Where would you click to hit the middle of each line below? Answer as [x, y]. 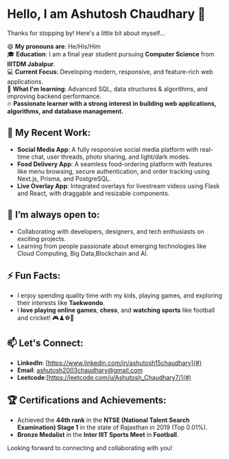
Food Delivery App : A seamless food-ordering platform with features [114, 164]
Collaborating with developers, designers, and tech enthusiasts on [110, 231]
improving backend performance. [54, 96]
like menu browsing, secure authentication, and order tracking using [113, 171]
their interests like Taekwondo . [61, 303]
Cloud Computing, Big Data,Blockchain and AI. [83, 253]
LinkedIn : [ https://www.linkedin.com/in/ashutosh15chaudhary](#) [109, 363]
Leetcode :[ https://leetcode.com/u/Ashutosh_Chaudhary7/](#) [104, 378]
